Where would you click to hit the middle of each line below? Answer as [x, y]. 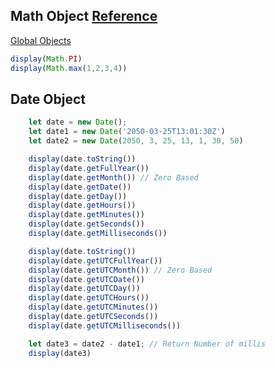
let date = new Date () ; [78, 122]
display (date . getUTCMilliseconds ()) [105, 325]
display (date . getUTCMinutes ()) [93, 307]
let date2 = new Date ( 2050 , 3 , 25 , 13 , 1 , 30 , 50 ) [136, 141]
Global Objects [41, 40]
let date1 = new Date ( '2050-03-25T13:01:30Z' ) [127, 132]
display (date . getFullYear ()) [89, 168]
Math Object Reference [84, 16]
